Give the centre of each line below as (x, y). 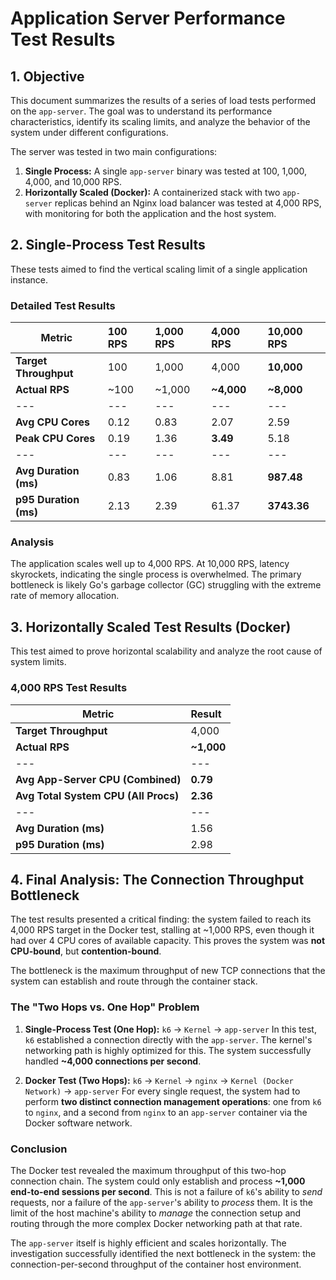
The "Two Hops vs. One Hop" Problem (105, 1007)
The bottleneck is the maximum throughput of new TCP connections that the (168, 971)
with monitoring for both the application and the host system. (150, 213)
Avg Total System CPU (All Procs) (97, 795)
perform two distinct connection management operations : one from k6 (173, 1101)
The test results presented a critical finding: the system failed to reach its (161, 919)
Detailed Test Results (63, 305)
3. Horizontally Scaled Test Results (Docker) (151, 627)
